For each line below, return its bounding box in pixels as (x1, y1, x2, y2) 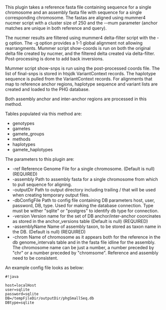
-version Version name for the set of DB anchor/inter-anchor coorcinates (12, 213, 161, 219)
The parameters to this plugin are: (5, 156, 74, 162)
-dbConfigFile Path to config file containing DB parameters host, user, (12, 197, 155, 203)
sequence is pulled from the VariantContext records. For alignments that (5, 76, 153, 82)
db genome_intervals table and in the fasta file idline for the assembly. (12, 239, 156, 245)
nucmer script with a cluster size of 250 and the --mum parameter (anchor (5, 20, 158, 26)
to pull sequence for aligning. (12, 181, 72, 187)
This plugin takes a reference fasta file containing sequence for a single (5, 4, 152, 10)
